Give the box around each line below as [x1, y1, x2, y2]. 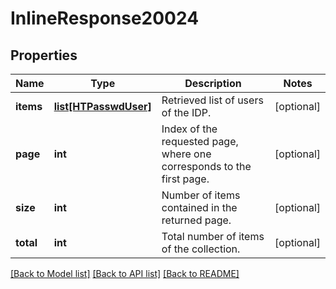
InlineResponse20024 [10, 7, 200, 30]
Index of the [161, 122, 218, 136]
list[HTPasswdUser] [53, 100, 152, 113]
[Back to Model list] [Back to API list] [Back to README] [10, 268, 240, 279]
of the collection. [161, 242, 241, 256]
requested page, [161, 135, 239, 148]
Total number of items [161, 230, 265, 243]
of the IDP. [161, 106, 212, 119]
